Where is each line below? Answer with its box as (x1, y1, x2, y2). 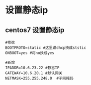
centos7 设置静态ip (5, 26, 65, 34)
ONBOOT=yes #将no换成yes (5, 50, 55, 55)
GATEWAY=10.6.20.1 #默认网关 (5, 71, 63, 76)
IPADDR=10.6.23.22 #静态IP (5, 65, 60, 70)
